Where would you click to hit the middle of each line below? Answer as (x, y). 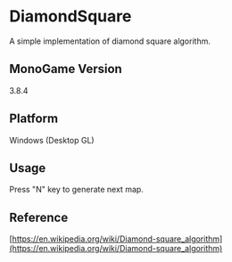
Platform (34, 119)
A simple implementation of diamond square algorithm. (110, 41)
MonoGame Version (66, 69)
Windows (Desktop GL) (52, 140)
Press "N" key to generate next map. (77, 190)
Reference (39, 217)
